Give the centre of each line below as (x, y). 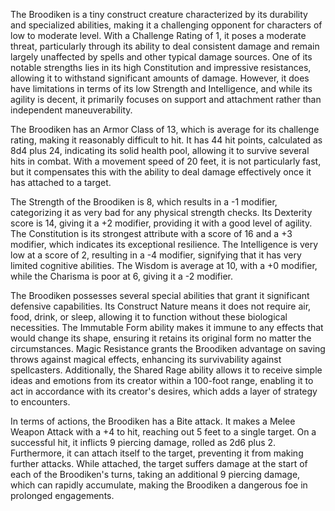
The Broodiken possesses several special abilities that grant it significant (160, 295)
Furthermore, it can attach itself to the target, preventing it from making (157, 453)
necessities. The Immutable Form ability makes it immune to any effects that (167, 327)
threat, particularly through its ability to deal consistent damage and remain (165, 46)
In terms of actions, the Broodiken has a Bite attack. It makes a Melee (153, 421)
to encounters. (40, 402)
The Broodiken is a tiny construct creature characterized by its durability (159, 14)
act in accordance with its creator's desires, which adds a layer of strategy (164, 391)
